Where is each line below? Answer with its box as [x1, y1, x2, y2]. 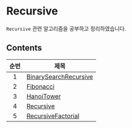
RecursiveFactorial [26, 112, 80, 120]
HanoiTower [26, 92, 61, 100]
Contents [6, 43, 42, 53]
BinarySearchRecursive [26, 72, 93, 81]
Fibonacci [26, 82, 54, 91]
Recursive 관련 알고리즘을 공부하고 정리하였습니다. [6, 25, 127, 32]
